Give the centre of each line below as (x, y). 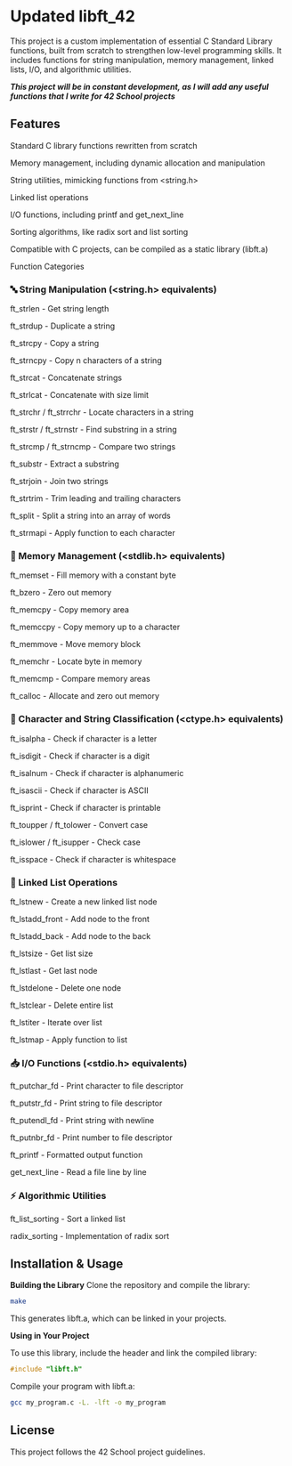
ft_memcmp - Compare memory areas (80, 679)
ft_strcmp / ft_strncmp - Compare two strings (93, 447)
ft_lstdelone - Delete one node (66, 988)
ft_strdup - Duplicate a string (63, 326)
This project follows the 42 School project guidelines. (108, 1452)
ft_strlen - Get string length (60, 309)
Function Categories (47, 266)
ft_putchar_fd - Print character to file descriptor (97, 1086)
